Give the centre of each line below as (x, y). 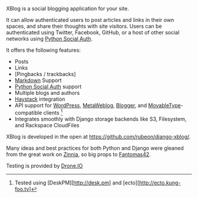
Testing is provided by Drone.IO (44, 166)
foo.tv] (23, 189)
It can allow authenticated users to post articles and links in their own (90, 20)
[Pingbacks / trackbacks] (45, 74)
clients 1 (53, 112)
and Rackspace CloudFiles (47, 125)
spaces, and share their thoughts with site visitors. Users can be (84, 26)
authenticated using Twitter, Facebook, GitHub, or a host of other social (93, 32)
